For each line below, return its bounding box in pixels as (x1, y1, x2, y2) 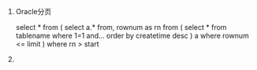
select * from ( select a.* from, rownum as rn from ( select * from (15, 23, 227, 31)
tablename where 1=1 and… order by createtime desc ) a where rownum (15, 31, 250, 40)
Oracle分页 (15, 7, 52, 16)
